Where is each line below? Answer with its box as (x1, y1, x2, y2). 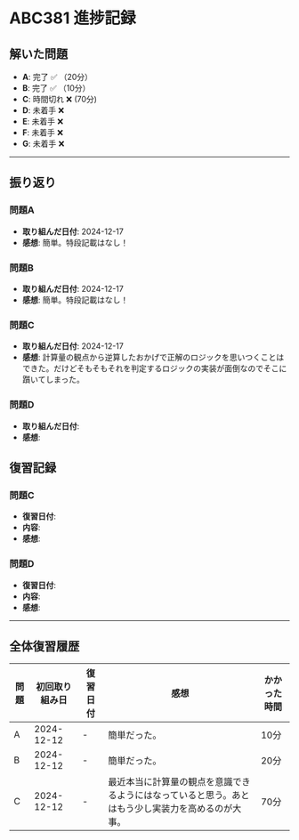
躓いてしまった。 (21, 375, 85, 385)
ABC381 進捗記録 (9, 8, 136, 28)
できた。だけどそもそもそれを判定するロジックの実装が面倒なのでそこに (21, 363, 287, 374)
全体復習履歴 (9, 638, 80, 654)
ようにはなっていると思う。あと (117, 789, 250, 802)
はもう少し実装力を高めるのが (108, 803, 233, 815)
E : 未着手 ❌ (21, 117, 64, 126)
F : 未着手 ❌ (21, 127, 64, 138)
